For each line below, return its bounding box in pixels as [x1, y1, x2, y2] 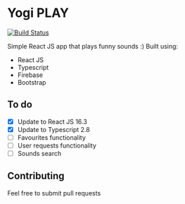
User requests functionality [17, 141, 97, 150]
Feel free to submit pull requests [7, 188, 101, 197]
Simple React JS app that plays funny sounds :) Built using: [7, 42, 178, 50]
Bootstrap [17, 78, 46, 86]
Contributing [7, 170, 65, 182]
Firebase [17, 71, 44, 79]
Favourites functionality [17, 133, 87, 142]
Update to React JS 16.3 [17, 117, 88, 126]
